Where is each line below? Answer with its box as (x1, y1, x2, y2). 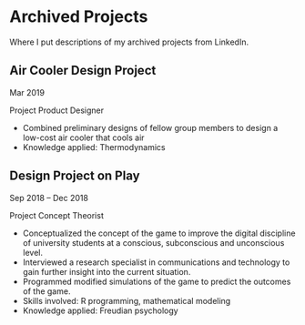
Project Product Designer (9, 105, 105, 116)
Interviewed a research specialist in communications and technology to (22, 257, 290, 268)
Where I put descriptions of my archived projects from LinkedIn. (9, 36, 249, 47)
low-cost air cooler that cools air (22, 132, 145, 143)
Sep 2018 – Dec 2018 (9, 192, 89, 203)
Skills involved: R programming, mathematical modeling (22, 295, 231, 306)
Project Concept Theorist (9, 209, 105, 220)
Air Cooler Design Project (9, 63, 157, 78)
